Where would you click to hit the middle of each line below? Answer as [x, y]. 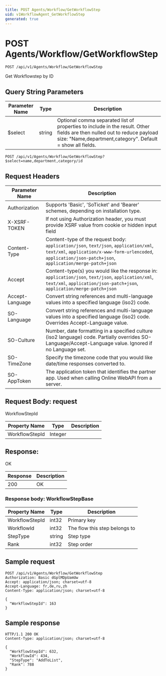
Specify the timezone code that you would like [99, 357]
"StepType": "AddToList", [36, 660]
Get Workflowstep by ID [29, 76]
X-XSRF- [19, 222]
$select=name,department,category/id [44, 161]
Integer [58, 434]
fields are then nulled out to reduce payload [108, 133]
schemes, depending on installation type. [93, 211]
